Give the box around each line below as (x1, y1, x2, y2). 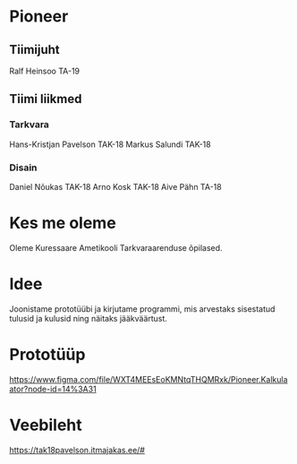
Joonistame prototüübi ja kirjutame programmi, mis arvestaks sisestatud (9, 303, 276, 314)
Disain (9, 161, 38, 174)
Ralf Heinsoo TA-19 (9, 65, 81, 76)
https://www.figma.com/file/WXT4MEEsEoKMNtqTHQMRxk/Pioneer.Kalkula (9, 374, 288, 384)
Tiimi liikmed (9, 91, 82, 107)
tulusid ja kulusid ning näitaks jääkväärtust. (9, 313, 168, 323)
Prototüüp (9, 345, 86, 365)
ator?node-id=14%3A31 (9, 383, 97, 394)
